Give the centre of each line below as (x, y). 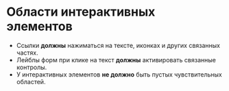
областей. (31, 81)
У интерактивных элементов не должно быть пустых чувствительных (119, 74)
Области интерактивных (81, 12)
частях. (27, 53)
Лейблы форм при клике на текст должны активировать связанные (116, 60)
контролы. (32, 67)
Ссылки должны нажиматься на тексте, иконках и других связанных (118, 45)
